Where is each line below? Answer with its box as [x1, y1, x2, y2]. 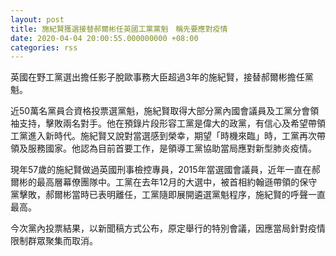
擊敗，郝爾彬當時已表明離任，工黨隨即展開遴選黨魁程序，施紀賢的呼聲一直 [18, 189, 326, 201]
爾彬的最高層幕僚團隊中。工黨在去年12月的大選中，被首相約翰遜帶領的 [10, 176, 300, 188]
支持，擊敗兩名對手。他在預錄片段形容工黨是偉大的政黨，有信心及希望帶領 [18, 117, 326, 130]
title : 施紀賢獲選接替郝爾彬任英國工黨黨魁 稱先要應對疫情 [10, 24, 228, 34]
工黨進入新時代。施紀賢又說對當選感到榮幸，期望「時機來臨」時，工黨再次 [10, 130, 317, 142]
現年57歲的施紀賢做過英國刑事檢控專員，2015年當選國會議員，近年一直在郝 [10, 164, 321, 176]
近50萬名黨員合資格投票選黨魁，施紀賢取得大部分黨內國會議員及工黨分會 [10, 105, 311, 117]
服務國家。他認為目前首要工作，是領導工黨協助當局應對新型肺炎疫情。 [27, 142, 317, 155]
